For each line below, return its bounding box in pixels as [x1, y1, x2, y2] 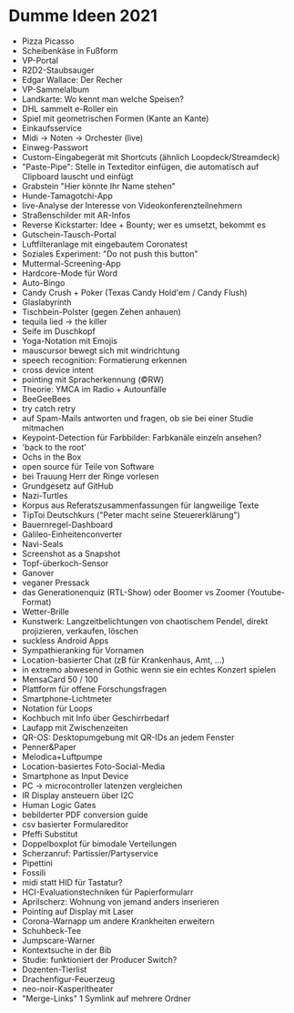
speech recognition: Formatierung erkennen [21, 354, 188, 365]
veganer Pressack [21, 577, 90, 588]
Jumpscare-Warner [21, 935, 96, 946]
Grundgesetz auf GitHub [21, 480, 115, 491]
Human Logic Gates [21, 799, 96, 810]
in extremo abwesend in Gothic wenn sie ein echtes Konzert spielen [21, 664, 277, 674]
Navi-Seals [21, 538, 64, 549]
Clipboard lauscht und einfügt [21, 170, 134, 182]
